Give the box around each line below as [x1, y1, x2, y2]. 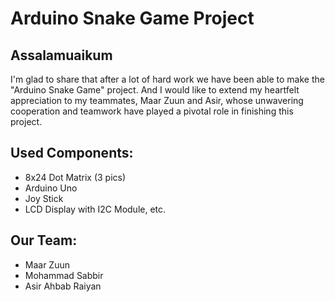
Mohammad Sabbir [24, 269, 104, 281]
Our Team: [10, 232, 78, 249]
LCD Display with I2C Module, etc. [24, 203, 167, 215]
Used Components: [10, 145, 134, 162]
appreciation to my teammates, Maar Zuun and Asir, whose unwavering [10, 95, 304, 106]
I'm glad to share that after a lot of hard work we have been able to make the [10, 73, 325, 85]
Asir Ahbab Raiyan [24, 280, 102, 292]
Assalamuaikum [10, 47, 113, 64]
